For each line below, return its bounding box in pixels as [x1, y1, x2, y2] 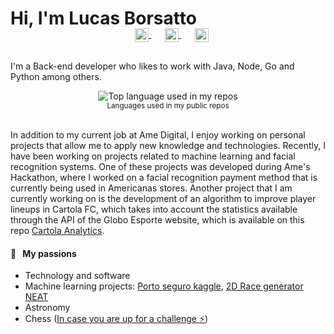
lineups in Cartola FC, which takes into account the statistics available [10, 203, 298, 215]
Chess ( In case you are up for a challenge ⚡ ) [24, 313, 209, 325]
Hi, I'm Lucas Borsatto [10, 7, 197, 30]
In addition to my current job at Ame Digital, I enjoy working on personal [10, 128, 306, 141]
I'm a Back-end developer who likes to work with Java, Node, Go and [10, 60, 295, 72]
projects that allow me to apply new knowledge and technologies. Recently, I [10, 139, 326, 151]
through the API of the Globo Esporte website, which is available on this [10, 213, 305, 226]
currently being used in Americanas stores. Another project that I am [10, 182, 293, 194]
